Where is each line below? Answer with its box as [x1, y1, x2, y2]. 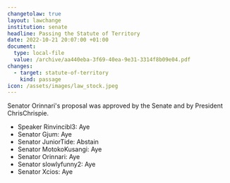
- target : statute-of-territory [13, 69, 109, 76]
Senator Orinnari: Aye [17, 153, 80, 161]
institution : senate [7, 23, 68, 30]
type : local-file [13, 50, 65, 57]
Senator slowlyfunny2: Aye [17, 160, 96, 169]
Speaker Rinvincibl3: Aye [17, 122, 90, 131]
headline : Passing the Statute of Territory [7, 30, 140, 37]
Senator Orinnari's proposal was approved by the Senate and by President [7, 101, 224, 110]
